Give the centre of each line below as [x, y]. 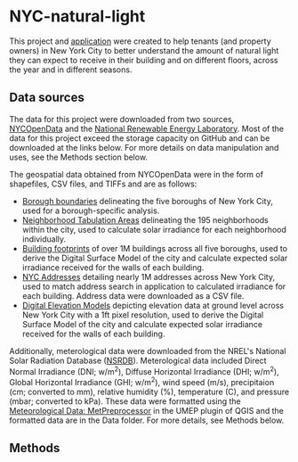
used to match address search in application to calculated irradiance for [154, 286]
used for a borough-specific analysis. [91, 210]
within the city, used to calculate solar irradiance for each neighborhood [154, 229]
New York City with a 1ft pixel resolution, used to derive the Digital [143, 315]
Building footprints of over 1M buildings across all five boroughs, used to [154, 248]
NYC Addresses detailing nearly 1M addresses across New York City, [149, 276]
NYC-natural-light [77, 16]
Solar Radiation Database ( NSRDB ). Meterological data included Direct [138, 360]
